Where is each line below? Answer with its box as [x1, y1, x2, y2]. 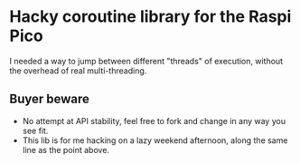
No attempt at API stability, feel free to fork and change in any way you [22, 115, 286, 126]
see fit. [22, 125, 49, 136]
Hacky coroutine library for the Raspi [9, 6, 292, 27]
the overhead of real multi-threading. [9, 65, 147, 76]
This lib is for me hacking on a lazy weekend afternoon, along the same [22, 134, 288, 146]
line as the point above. [22, 144, 110, 155]
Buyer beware [9, 92, 90, 107]
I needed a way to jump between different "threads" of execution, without [9, 55, 283, 66]
